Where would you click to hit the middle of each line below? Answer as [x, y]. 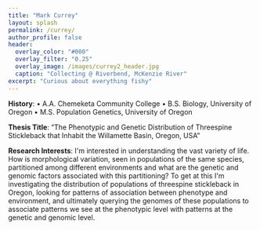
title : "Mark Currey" [43, 15]
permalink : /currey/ [42, 30]
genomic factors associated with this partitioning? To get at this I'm [116, 175]
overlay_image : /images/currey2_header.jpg [87, 67]
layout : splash [33, 23]
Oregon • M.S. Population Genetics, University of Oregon [101, 111]
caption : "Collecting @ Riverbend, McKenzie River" [101, 74]
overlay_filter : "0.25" [54, 60]
